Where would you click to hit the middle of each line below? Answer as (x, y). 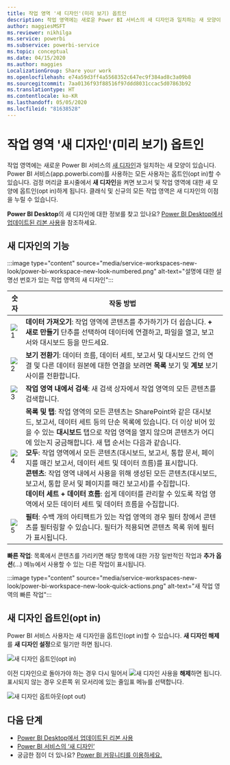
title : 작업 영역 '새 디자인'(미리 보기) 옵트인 (67, 13)
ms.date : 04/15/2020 (37, 58)
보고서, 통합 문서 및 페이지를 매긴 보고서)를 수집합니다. (108, 483)
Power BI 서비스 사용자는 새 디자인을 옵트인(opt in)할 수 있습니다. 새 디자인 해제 (113, 636)
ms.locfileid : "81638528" (44, 109)
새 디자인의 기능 (38, 246)
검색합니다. (42, 399)
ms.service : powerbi (37, 39)
